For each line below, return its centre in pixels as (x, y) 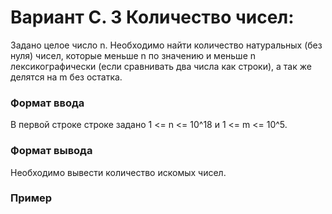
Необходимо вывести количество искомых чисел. (118, 172)
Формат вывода (51, 151)
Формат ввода (47, 103)
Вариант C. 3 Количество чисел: (152, 17)
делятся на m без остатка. (66, 77)
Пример (31, 198)
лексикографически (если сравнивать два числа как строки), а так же (161, 66)
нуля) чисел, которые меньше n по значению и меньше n (133, 55)
